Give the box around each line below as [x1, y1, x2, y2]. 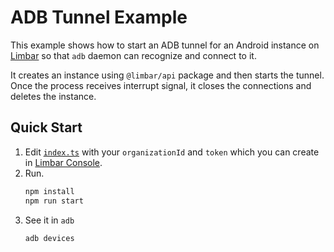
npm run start [24, 196, 84, 206]
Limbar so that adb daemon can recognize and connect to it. [10, 49, 257, 61]
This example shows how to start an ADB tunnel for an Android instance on [10, 39, 320, 51]
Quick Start [10, 119, 83, 136]
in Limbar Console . [24, 156, 103, 168]
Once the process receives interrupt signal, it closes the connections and [10, 79, 312, 91]
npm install [24, 186, 75, 196]
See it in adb [24, 214, 75, 226]
